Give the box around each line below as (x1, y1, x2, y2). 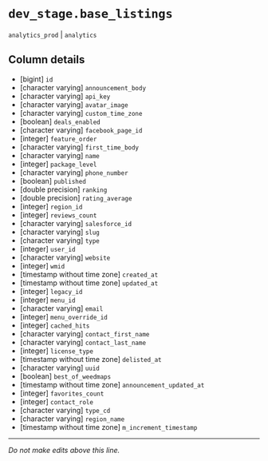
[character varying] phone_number (19, 167, 129, 177)
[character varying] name (19, 150, 100, 160)
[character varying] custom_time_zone (19, 108, 143, 117)
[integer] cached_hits (19, 320, 90, 330)
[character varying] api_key (19, 91, 111, 101)
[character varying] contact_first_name (19, 328, 150, 338)
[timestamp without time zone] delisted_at (19, 354, 162, 364)
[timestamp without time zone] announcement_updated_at (19, 380, 205, 389)
